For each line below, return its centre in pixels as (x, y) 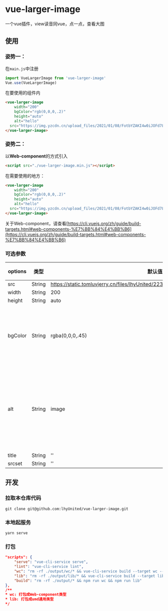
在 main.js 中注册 (22, 68)
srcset (15, 464)
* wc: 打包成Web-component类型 (36, 595)
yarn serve (16, 533)
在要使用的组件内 (23, 93)
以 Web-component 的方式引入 (36, 156)
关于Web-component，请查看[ (37, 223)
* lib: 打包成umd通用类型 (29, 599)
